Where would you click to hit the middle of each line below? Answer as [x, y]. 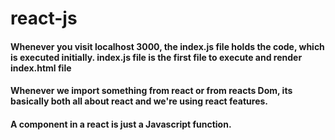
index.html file [41, 68]
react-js [44, 18]
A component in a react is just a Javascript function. [121, 124]
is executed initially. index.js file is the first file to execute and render [156, 57]
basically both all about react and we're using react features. [139, 101]
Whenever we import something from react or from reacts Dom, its [151, 91]
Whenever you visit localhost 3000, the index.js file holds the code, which [167, 46]
